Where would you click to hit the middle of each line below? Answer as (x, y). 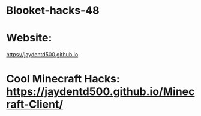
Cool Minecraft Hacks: (63, 79)
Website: (29, 38)
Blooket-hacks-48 (53, 11)
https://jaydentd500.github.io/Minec (100, 92)
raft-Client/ (35, 104)
